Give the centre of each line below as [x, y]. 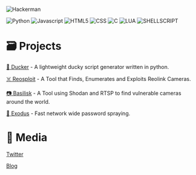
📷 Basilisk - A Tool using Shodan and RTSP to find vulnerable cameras [94, 93]
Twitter [15, 154]
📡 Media [27, 138]
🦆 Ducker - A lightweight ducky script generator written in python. [88, 67]
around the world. [28, 101]
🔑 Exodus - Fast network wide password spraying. [68, 113]
